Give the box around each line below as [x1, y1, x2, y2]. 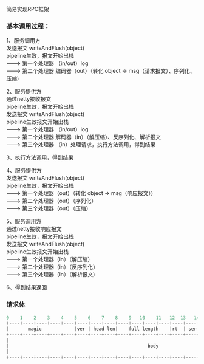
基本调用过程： [6, 22, 50, 30]
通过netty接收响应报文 [6, 225, 62, 233]
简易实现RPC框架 [6, 5, 50, 12]
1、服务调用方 [6, 37, 41, 44]
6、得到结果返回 [6, 284, 47, 291]
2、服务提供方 [6, 88, 42, 95]
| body [6, 343, 159, 349]
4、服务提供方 [6, 167, 42, 174]
